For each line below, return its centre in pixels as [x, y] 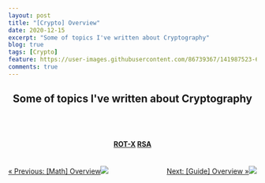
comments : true [33, 67]
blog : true [26, 45]
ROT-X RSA [132, 144]
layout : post [30, 15]
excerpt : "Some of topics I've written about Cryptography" [109, 37]
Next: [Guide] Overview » [208, 171]
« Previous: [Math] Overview [54, 171]
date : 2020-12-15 [37, 30]
